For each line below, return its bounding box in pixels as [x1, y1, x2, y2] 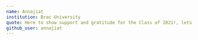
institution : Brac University [6, 14, 81, 20]
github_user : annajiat [6, 25, 62, 31]
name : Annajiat [6, 8, 44, 15]
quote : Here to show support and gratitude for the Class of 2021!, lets [6, 19, 193, 25]
